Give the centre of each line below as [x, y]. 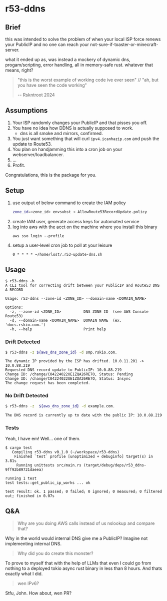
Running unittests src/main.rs [49, 465]
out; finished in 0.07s [30, 496]
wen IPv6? [28, 583]
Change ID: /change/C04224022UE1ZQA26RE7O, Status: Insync [68, 379]
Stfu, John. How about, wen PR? [38, 593]
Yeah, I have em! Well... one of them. [43, 438]
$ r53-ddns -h [20, 281]
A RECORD [14, 290]
